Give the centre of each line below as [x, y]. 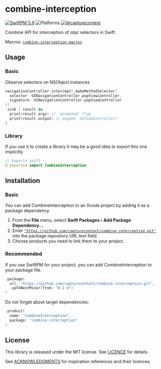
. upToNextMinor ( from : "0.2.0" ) [41, 288]
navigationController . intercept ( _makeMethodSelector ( [61, 91]
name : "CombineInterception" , [40, 316]
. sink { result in [24, 109]
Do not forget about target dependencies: [47, 302]
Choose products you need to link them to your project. [68, 241]
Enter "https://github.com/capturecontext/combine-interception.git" [84, 231]
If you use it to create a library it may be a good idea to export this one [76, 146]
